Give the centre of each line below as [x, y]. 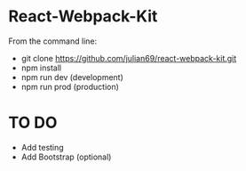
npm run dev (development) [72, 77]
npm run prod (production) [70, 86]
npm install [41, 68]
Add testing [42, 147]
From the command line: [53, 41]
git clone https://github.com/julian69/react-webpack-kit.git [129, 58]
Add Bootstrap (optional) [66, 157]
